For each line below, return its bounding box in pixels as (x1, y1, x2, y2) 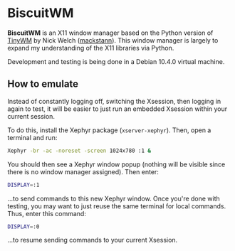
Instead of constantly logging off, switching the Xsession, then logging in (7, 97, 221, 105)
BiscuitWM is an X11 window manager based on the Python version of (7, 28, 214, 37)
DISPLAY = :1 (7, 181, 40, 188)
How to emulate (7, 78, 79, 90)
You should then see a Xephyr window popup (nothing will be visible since (7, 160, 226, 169)
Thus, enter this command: (7, 209, 87, 218)
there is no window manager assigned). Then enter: (7, 167, 159, 176)
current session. (7, 112, 56, 120)
